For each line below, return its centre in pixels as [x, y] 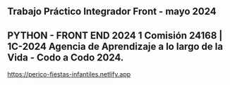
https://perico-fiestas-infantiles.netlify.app [69, 74]
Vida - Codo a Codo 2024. [66, 57]
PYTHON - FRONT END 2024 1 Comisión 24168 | [115, 35]
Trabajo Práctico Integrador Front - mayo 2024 [112, 12]
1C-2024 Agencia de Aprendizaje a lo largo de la [115, 46]
